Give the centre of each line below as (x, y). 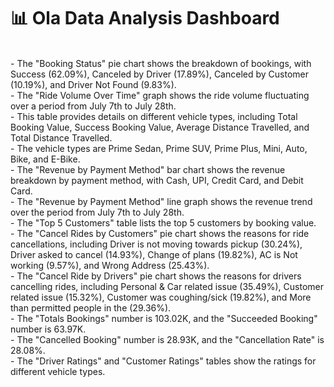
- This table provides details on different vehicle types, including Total (154, 116)
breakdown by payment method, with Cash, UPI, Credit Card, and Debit (157, 180)
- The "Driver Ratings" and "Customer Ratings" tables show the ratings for (163, 361)
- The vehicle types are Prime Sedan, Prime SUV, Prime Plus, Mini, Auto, (159, 148)
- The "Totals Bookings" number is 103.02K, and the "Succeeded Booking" (164, 318)
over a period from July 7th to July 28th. (93, 106)
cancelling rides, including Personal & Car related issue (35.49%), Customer (167, 286)
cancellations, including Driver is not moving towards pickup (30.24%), (156, 244)
